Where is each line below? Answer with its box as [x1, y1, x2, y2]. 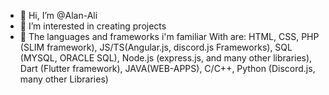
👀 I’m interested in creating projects [19, 20, 167, 32]
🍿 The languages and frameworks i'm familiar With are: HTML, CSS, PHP [19, 31, 320, 42]
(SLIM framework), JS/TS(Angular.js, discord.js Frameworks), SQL [19, 41, 293, 53]
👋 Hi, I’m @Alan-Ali [19, 10, 98, 21]
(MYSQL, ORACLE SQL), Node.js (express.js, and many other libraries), [19, 52, 313, 64]
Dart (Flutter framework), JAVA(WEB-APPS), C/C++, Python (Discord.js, [19, 63, 316, 74]
